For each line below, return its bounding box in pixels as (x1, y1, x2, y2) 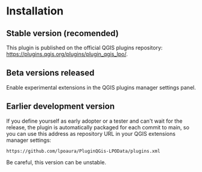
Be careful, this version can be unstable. (6, 158, 107, 166)
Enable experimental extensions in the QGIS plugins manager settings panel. (6, 84, 196, 91)
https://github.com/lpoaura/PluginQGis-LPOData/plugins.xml (6, 148, 161, 154)
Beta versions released (6, 68, 95, 78)
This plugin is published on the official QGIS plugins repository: (6, 44, 163, 51)
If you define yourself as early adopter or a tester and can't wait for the (6, 117, 183, 124)
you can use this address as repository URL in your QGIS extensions (6, 130, 176, 137)
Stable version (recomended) (6, 28, 119, 38)
